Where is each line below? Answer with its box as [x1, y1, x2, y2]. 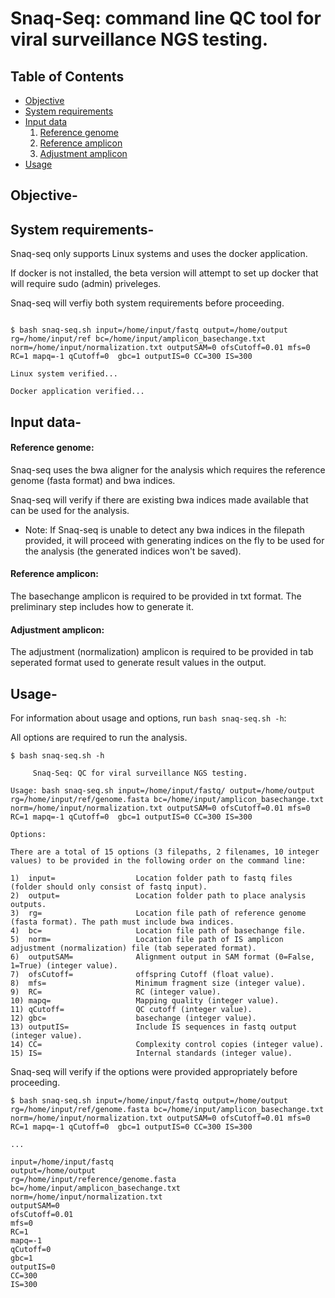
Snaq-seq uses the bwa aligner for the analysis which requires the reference [10, 463, 326, 476]
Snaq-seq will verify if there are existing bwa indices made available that [10, 493, 309, 506]
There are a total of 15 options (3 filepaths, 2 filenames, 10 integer [10, 847, 320, 857]
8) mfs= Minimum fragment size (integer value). [10, 978, 307, 989]
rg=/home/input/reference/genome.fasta [10, 1175, 177, 1185]
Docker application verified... [10, 387, 145, 397]
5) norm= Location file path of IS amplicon [10, 935, 284, 945]
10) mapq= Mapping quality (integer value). [10, 996, 280, 1006]
